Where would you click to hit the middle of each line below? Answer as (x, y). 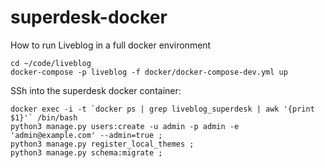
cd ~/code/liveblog (51, 63)
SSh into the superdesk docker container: (96, 90)
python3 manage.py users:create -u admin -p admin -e (125, 126)
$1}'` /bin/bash (44, 117)
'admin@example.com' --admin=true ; (86, 135)
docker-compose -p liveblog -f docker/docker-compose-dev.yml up (149, 72)
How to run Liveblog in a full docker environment (111, 45)
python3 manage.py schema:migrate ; (86, 152)
